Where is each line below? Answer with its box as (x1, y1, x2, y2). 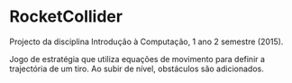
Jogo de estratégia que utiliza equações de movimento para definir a (9, 53, 266, 64)
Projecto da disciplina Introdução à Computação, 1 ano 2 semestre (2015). (9, 36, 284, 47)
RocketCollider (9, 6, 123, 27)
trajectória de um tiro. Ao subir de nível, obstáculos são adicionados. (9, 63, 264, 74)
